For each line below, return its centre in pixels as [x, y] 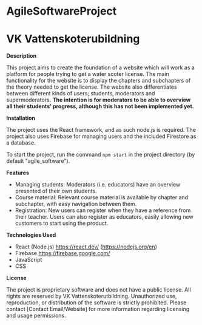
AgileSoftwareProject [62, 11]
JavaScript [29, 260]
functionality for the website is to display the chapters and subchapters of [99, 81]
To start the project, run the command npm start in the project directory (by [101, 155]
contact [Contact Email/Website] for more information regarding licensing [98, 309]
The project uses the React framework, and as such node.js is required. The [101, 130]
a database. [21, 143]
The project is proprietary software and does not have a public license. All [99, 290]
